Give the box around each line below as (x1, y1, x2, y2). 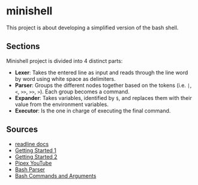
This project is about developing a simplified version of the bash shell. (6, 24, 179, 31)
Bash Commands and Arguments (14, 172, 97, 179)
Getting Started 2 (14, 153, 58, 160)
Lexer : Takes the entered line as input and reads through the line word (14, 69, 188, 76)
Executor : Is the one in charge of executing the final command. (14, 107, 171, 114)
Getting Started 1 (14, 147, 57, 154)
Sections (6, 41, 40, 51)
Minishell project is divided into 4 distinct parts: (6, 57, 123, 64)
